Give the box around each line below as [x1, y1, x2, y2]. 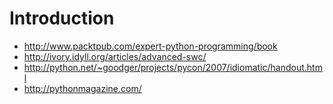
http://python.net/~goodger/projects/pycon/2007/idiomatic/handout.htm [23, 61, 323, 73]
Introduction [9, 7, 115, 30]
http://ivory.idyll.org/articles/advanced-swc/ [23, 50, 207, 62]
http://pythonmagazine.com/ [23, 82, 142, 94]
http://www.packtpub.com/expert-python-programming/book [23, 40, 278, 52]
